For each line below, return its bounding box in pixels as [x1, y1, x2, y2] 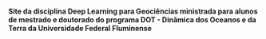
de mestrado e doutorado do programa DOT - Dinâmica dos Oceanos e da [8, 14, 257, 24]
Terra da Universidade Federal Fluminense [8, 23, 152, 33]
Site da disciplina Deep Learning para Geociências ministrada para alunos [8, 6, 258, 16]
